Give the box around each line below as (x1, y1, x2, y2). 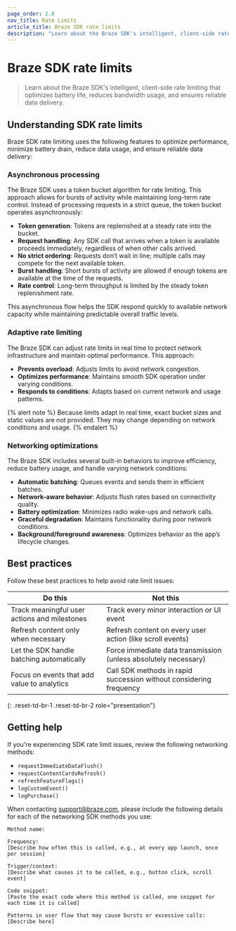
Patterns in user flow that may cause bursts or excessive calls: (7, 911, 206, 919)
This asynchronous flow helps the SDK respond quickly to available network (7, 303, 228, 311)
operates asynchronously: (7, 208, 83, 216)
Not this (152, 593, 180, 603)
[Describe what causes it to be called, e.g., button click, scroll (7, 868, 212, 875)
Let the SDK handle (11, 645, 74, 655)
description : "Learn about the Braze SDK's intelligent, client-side (7, 30, 216, 37)
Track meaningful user (11, 605, 86, 615)
